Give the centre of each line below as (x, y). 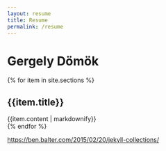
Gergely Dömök (53, 61)
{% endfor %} (27, 127)
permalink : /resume (35, 26)
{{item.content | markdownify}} (52, 119)
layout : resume (29, 14)
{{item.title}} (36, 102)
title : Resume (28, 20)
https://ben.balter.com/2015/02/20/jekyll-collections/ (83, 140)
